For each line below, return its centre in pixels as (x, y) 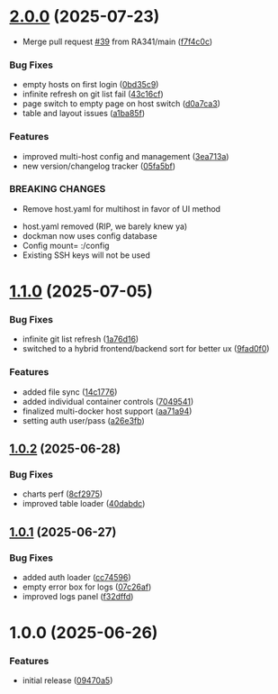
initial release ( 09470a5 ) (67, 680)
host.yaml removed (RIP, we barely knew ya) (105, 226)
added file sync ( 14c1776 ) (70, 392)
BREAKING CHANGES (58, 189)
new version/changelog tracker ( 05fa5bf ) (99, 166)
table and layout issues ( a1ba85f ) (84, 114)
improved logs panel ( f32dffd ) (78, 596)
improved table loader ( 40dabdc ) (84, 504)
